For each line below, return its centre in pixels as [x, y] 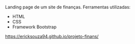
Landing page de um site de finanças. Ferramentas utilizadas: [68, 7]
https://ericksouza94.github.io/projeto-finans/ [52, 36]
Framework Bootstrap [34, 27]
